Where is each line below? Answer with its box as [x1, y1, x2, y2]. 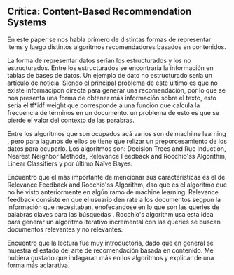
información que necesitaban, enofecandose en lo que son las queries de [7, 203, 220, 211]
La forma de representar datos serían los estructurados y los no [7, 56, 191, 65]
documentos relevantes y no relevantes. [7, 224, 123, 234]
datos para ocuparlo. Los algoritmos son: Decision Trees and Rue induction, [7, 144, 226, 153]
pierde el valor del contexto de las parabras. [7, 116, 135, 124]
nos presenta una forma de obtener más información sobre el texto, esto [7, 93, 217, 102]
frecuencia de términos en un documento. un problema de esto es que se [7, 108, 219, 116]
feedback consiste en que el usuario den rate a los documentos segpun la [7, 195, 221, 203]
